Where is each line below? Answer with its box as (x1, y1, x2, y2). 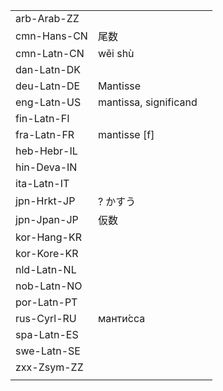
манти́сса (97, 312, 146, 325)
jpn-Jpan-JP (15, 213, 79, 226)
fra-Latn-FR (15, 128, 75, 141)
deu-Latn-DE (15, 79, 81, 93)
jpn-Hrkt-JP (15, 194, 76, 208)
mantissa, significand (97, 95, 198, 109)
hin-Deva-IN (15, 160, 78, 174)
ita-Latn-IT (15, 177, 70, 190)
